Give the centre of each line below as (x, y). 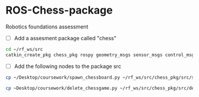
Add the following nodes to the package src (67, 66)
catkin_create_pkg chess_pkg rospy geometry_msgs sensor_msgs (84, 55)
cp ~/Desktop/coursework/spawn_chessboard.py (63, 77)
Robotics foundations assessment (47, 27)
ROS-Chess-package (59, 10)
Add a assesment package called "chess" (65, 38)
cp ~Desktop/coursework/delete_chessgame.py (61, 88)
